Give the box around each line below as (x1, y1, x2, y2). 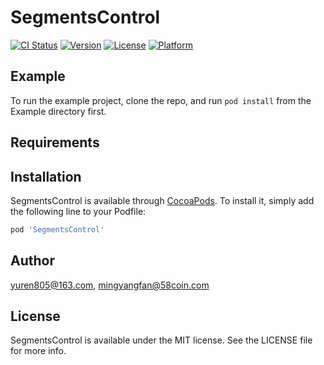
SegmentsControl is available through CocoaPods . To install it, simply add (10, 194, 315, 206)
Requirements (10, 134, 100, 151)
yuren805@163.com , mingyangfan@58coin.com (10, 279, 210, 291)
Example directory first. (10, 105, 107, 117)
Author (10, 252, 55, 270)
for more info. (10, 345, 67, 357)
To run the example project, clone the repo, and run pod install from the (10, 94, 312, 106)
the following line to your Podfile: (10, 205, 147, 217)
